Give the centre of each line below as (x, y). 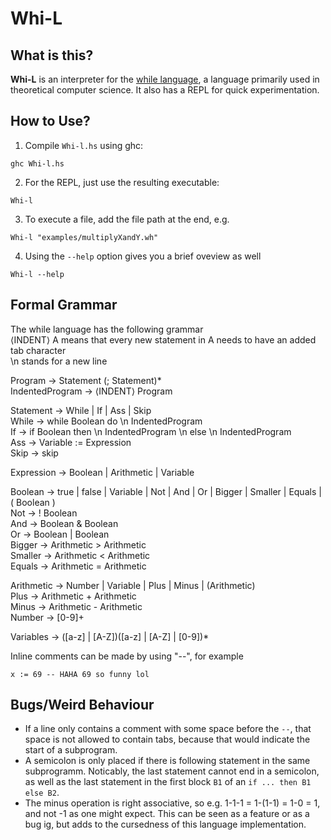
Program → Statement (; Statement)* (86, 380)
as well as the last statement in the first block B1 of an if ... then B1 (168, 782)
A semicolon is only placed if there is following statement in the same (167, 761)
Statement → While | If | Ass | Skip (81, 410)
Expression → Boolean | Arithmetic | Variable (102, 472)
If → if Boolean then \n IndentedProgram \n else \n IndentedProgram (151, 431)
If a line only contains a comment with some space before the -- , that (168, 729)
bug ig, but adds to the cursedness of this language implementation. (165, 824)
